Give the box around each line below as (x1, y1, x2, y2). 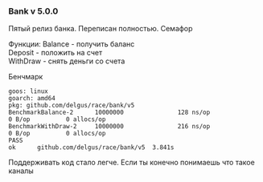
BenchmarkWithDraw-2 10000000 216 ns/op (8, 123, 211, 131)
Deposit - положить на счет (8, 48, 103, 58)
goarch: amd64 (8, 95, 56, 103)
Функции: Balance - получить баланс (8, 39, 135, 49)
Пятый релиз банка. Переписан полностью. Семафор (8, 24, 193, 34)
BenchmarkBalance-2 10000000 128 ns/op (8, 108, 211, 117)
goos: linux (8, 87, 48, 95)
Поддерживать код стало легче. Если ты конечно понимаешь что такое (8, 158, 255, 168)
